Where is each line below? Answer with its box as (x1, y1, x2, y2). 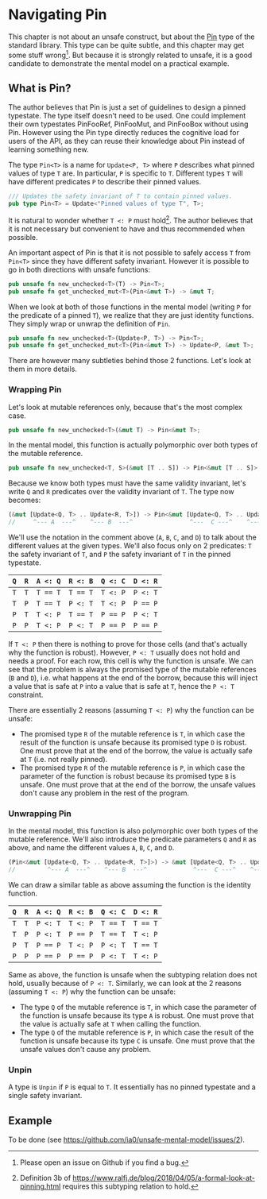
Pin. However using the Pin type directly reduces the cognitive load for (8, 128, 240, 137)
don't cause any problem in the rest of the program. (19, 788, 189, 798)
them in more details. (8, 364, 78, 374)
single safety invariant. (8, 1091, 83, 1100)
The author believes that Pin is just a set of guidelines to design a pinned (8, 102, 246, 112)
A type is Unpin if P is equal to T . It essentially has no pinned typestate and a (8, 1082, 256, 1092)
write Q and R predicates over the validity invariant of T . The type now (8, 487, 234, 497)
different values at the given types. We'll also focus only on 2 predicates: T (8, 541, 253, 551)
